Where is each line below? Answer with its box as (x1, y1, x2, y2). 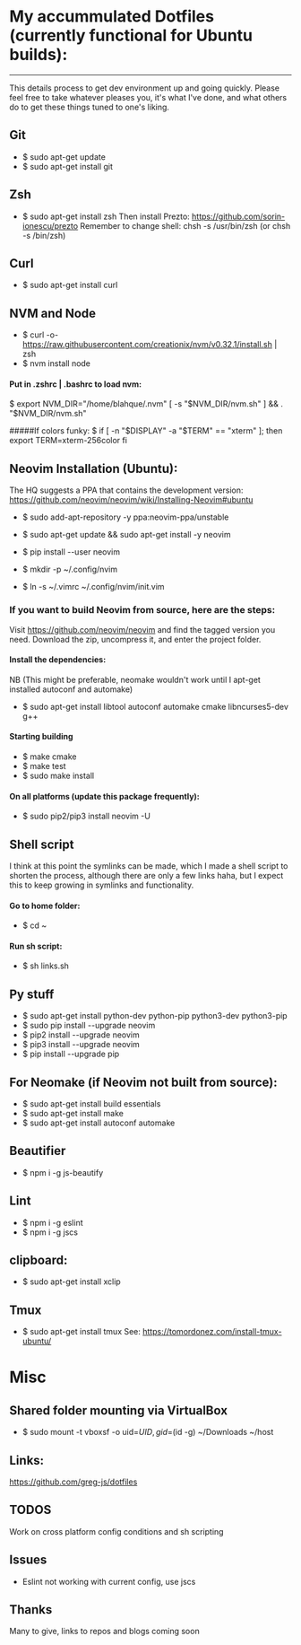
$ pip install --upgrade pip (21, 1048, 120, 1060)
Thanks (9, 1602, 53, 1617)
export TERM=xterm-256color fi (9, 435, 128, 446)
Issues (9, 1553, 47, 1568)
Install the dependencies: (9, 654, 107, 665)
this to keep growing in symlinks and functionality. (9, 879, 194, 890)
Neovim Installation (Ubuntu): (9, 460, 178, 477)
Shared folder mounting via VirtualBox (9, 1403, 228, 1418)
